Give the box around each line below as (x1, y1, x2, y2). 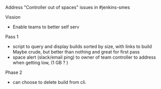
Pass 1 (5, 34, 19, 39)
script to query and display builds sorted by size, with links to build (12, 43, 152, 50)
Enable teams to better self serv (12, 24, 79, 30)
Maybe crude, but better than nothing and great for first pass (12, 49, 140, 55)
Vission (5, 14, 21, 20)
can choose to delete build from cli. (12, 79, 87, 85)
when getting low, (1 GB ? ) (12, 60, 68, 65)
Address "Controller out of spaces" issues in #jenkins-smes (5, 5, 130, 10)
